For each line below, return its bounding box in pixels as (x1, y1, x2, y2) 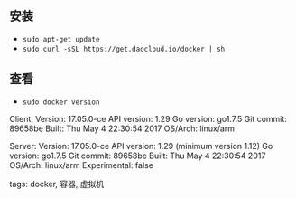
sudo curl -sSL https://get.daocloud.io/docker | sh (22, 44, 226, 53)
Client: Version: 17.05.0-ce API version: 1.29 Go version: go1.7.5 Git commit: (9, 113, 287, 124)
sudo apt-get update (22, 34, 100, 43)
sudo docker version (22, 98, 100, 107)
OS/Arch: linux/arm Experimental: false (9, 159, 153, 170)
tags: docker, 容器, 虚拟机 (9, 178, 105, 189)
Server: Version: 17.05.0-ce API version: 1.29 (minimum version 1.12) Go (9, 140, 273, 151)
